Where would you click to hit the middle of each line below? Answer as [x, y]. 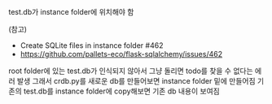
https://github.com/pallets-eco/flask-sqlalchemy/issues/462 [121, 54]
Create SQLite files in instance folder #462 [92, 45]
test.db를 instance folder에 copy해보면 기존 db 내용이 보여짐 [121, 91]
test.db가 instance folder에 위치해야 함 [71, 12]
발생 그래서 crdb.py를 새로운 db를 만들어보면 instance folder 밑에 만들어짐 [136, 81]
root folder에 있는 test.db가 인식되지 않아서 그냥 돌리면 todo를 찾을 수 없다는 [131, 71]
